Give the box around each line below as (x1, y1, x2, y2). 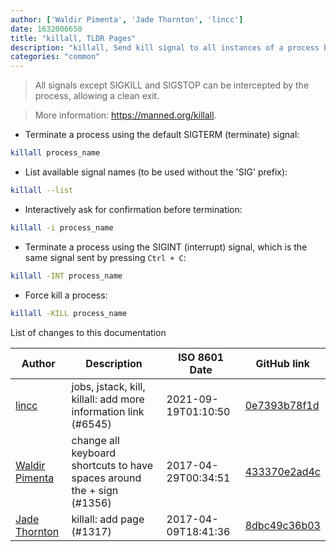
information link (71, 404, 145, 418)
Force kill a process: (24, 289, 108, 301)
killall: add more (71, 392, 145, 406)
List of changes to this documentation (10, 326, 167, 338)
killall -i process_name (10, 222, 114, 233)
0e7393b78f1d (244, 398, 320, 412)
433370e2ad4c (244, 464, 321, 478)
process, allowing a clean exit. (34, 90, 160, 102)
